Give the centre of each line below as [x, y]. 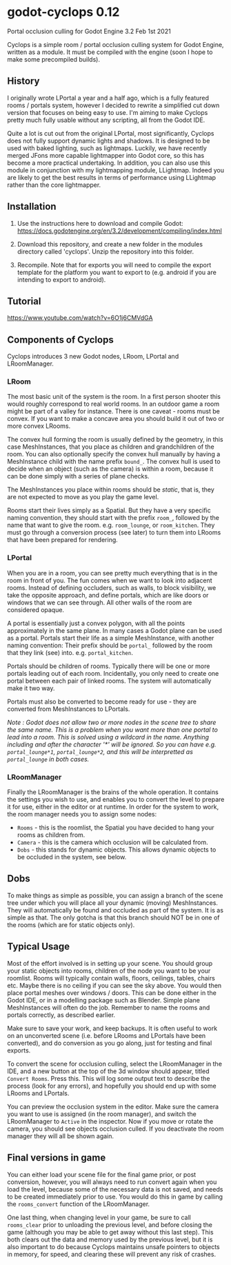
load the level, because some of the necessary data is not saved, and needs [115, 1189]
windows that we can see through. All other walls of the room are [100, 602]
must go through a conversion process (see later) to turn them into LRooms [114, 532]
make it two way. [31, 688]
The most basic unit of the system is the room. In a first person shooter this [114, 397]
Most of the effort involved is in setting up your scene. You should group [110, 963]
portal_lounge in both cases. [48, 759]
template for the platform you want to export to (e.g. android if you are [117, 272]
